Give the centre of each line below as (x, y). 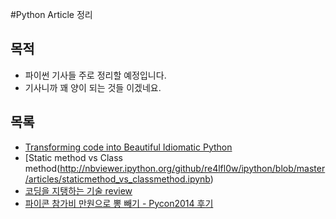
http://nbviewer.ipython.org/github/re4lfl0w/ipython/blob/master (192, 168)
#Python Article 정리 (51, 14)
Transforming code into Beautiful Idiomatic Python (128, 147)
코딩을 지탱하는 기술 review (78, 190)
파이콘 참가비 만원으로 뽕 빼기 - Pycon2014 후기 (119, 203)
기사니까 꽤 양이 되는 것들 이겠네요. (93, 87)
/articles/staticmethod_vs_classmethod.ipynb (117, 179)
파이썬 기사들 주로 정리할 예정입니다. (95, 75)
